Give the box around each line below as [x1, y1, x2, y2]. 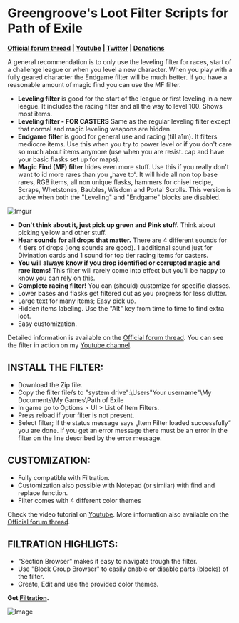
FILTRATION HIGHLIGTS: [7, 538, 118, 550]
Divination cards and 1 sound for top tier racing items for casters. [17, 251, 209, 259]
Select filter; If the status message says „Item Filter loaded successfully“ [17, 418, 231, 427]
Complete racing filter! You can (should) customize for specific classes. [17, 281, 231, 290]
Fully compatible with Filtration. [17, 473, 111, 482]
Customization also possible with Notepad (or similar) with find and [17, 481, 215, 489]
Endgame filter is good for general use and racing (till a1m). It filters [17, 132, 218, 141]
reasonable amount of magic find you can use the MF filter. [7, 80, 181, 89]
